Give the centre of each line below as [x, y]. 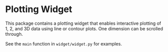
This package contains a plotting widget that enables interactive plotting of [83, 23]
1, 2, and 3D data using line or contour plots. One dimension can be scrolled [84, 28]
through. [14, 34]
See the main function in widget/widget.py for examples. [64, 43]
